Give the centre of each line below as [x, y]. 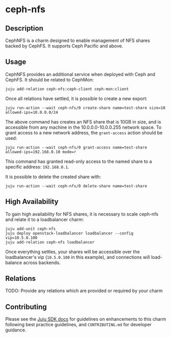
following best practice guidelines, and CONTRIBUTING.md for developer [79, 325]
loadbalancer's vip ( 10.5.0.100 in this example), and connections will [78, 257]
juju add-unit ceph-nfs [31, 229]
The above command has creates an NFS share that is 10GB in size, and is [83, 122]
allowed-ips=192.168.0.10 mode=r [41, 152]
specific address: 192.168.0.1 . [37, 166]
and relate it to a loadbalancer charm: [45, 219]
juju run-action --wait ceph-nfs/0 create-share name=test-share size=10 [86, 108]
